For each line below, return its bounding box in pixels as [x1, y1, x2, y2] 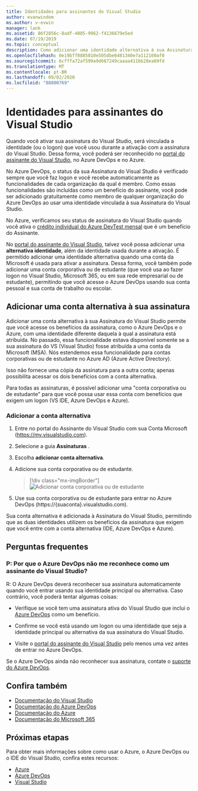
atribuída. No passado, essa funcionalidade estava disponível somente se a [6, 336, 190, 343]
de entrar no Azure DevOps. [14, 646, 83, 653]
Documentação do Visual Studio [14, 697, 93, 704]
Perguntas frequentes [6, 542, 88, 552]
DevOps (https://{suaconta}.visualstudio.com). [14, 501, 128, 508]
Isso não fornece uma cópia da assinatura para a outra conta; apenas [6, 367, 175, 374]
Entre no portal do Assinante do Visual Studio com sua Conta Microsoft [14, 425, 187, 432]
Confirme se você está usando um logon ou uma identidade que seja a [14, 622, 187, 629]
